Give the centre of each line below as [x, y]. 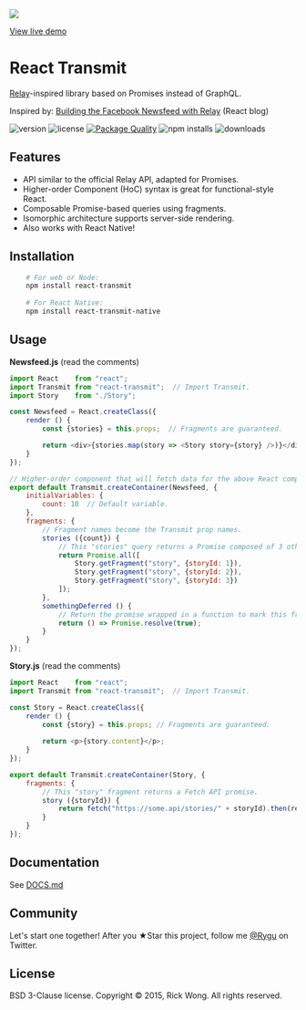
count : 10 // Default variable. [106, 505]
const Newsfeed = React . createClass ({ [83, 412]
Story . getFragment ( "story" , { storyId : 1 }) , [158, 564]
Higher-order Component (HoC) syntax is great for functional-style [148, 189]
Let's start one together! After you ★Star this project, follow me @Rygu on [149, 935]
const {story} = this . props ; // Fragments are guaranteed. [157, 724]
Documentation [55, 863]
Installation [42, 257]
